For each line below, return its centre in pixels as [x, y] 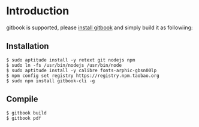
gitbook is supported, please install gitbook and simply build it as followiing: [99, 27]
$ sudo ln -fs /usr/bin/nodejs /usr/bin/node [64, 65]
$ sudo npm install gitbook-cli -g [51, 81]
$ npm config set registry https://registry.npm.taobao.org [83, 76]
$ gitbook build [26, 113]
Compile [22, 99]
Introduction [38, 11]
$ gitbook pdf [24, 118]
